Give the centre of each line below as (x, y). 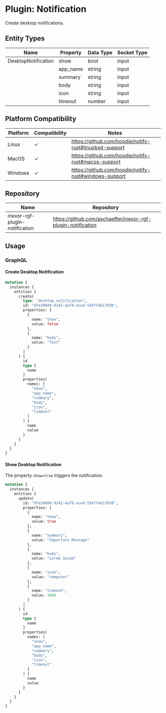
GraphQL (16, 260)
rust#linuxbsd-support (98, 147)
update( (26, 498)
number (97, 101)
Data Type (100, 52)
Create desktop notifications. (35, 23)
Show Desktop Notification (33, 464)
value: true (44, 522)
